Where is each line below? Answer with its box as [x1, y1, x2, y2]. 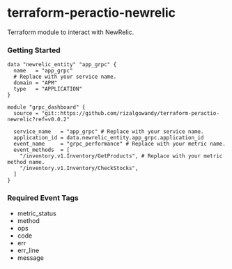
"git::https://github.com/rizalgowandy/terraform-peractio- [41, 110, 219, 117]
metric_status [17, 209, 57, 217]
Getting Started [7, 45, 61, 55]
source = [13, 110, 39, 117]
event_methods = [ [13, 146, 70, 154]
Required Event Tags [7, 193, 79, 203]
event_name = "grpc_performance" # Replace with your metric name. [13, 141, 226, 148]
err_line [17, 246, 40, 254]
